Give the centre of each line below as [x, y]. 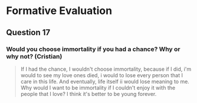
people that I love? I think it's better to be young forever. [88, 94]
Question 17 [28, 32]
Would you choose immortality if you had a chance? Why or [93, 49]
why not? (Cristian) [34, 56]
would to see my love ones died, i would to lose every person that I [101, 75]
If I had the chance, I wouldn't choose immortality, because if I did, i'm [106, 69]
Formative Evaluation [59, 11]
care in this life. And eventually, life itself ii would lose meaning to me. [105, 81]
